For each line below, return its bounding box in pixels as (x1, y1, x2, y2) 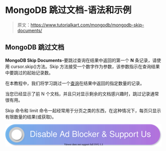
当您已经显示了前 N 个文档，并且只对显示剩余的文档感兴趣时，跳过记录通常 (5, 90, 159, 97)
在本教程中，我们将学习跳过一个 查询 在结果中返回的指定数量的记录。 (5, 80, 145, 86)
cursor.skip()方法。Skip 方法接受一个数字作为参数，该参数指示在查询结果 (10, 63, 160, 70)
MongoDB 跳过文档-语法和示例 (5, 4, 132, 16)
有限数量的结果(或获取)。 (5, 114, 57, 120)
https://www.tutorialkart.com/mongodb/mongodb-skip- (30, 22, 144, 28)
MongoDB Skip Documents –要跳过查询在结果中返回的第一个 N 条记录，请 (5, 57, 157, 63)
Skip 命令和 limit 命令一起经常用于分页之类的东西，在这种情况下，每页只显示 (5, 107, 162, 113)
